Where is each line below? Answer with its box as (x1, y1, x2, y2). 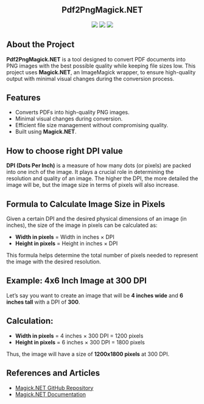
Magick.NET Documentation (15, 391, 86, 398)
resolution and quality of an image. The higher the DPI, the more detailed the (6, 175, 199, 182)
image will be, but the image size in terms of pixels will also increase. (6, 181, 180, 189)
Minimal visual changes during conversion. (15, 115, 123, 122)
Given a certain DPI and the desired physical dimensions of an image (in (6, 215, 187, 223)
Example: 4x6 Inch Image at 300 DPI (6, 276, 147, 286)
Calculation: (6, 316, 54, 326)
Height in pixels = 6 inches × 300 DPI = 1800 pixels (15, 338, 145, 346)
